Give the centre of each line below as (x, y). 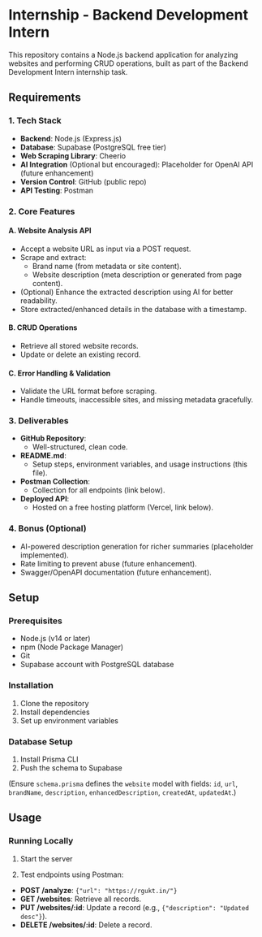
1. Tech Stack (35, 121)
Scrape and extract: (53, 257)
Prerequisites (35, 621)
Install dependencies (55, 712)
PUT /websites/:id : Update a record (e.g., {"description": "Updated (135, 907)
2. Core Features (42, 211)
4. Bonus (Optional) (47, 528)
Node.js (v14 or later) (55, 639)
